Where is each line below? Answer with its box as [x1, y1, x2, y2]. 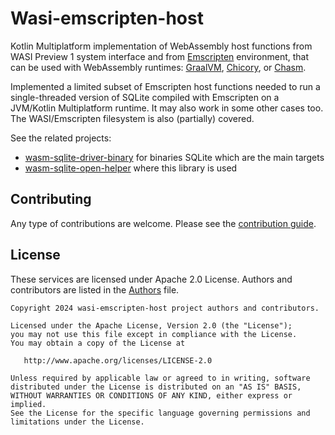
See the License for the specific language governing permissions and [10, 408, 311, 418]
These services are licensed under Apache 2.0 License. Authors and [10, 273, 293, 285]
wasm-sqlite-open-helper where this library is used [24, 162, 238, 174]
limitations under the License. [10, 417, 145, 427]
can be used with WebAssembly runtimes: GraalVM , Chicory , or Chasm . [10, 61, 307, 73]
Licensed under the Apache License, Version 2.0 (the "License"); [10, 320, 293, 331]
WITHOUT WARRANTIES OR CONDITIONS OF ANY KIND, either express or [10, 390, 293, 401]
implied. [10, 399, 47, 409]
